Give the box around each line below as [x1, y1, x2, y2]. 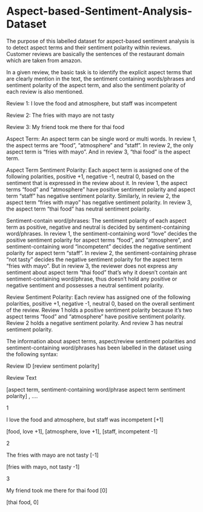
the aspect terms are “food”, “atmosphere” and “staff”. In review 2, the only [6, 141, 194, 149]
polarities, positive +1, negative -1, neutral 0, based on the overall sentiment [6, 300, 195, 307]
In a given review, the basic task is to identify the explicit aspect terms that [6, 68, 193, 75]
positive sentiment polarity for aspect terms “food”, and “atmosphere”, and [6, 236, 193, 244]
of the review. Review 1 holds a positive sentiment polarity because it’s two [6, 306, 193, 314]
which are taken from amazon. [6, 57, 82, 64]
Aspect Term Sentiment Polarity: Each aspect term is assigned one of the [6, 166, 189, 174]
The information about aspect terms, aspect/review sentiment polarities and [6, 337, 196, 345]
